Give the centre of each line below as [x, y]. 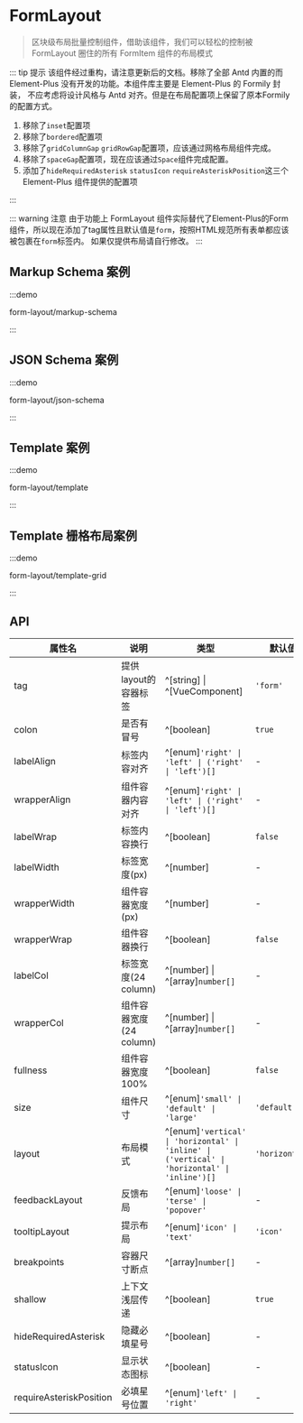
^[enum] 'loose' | [203, 1191]
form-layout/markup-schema [63, 311]
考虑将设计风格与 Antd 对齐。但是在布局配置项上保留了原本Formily [166, 95]
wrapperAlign [42, 799]
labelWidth [37, 867]
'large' [181, 1118]
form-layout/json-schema [57, 400]
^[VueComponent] [204, 691]
